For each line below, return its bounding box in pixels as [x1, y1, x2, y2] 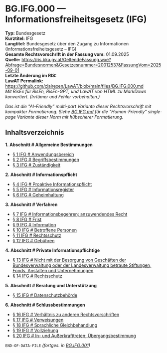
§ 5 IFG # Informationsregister [12, 186, 74, 192]
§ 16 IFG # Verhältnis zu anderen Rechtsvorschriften [12, 311, 120, 317]
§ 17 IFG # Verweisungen [12, 317, 64, 323]
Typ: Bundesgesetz [5, 30, 46, 36]
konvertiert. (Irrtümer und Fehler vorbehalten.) [5, 93, 100, 100]
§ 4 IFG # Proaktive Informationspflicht [12, 181, 92, 187]
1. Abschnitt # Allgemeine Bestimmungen [5, 142, 93, 148]
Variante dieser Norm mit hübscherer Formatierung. [16, 114, 124, 120]
